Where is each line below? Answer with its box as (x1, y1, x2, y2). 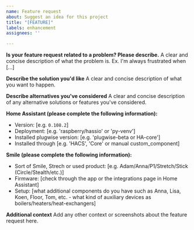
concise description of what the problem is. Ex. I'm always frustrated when (6, 58, 186, 65)
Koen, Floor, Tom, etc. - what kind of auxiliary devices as (14, 194, 151, 201)
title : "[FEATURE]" (6, 19, 54, 25)
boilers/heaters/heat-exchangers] (14, 200, 96, 207)
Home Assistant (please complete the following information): (6, 110, 158, 117)
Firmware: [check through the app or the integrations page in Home (14, 175, 178, 182)
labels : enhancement (6, 25, 57, 31)
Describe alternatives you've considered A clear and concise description (6, 93, 185, 100)
